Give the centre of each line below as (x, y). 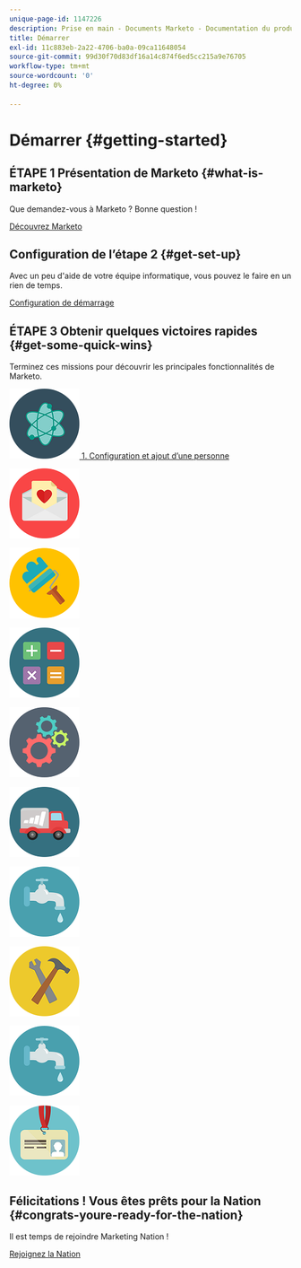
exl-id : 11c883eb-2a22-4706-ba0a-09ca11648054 (98, 48)
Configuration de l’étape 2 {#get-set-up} (125, 254)
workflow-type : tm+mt (50, 66)
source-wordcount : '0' (52, 76)
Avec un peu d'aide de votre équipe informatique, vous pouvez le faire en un (150, 276)
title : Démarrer (39, 38)
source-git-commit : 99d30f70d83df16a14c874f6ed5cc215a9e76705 (128, 57)
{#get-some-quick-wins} (81, 345)
